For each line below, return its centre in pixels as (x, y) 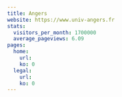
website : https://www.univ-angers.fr (61, 20)
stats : (16, 26)
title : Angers (27, 13)
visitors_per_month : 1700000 (55, 32)
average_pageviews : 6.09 (49, 39)
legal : (23, 70)
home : (21, 52)
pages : (16, 45)
